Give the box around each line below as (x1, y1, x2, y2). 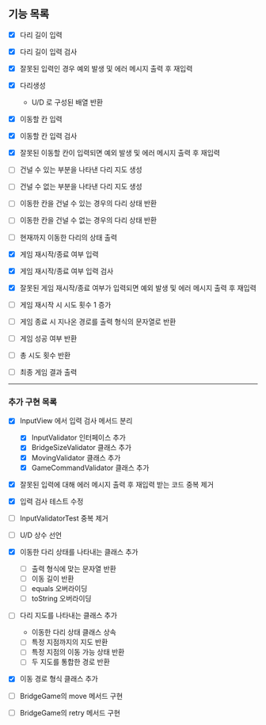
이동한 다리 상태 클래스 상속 (31, 628, 116, 637)
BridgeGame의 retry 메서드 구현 (19, 708, 121, 717)
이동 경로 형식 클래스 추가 (19, 674, 99, 684)
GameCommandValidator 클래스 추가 (31, 463, 150, 472)
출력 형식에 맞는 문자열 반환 (31, 563, 116, 573)
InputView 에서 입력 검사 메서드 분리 (19, 416, 133, 425)
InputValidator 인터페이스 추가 (31, 433, 127, 442)
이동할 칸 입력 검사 (19, 132, 78, 141)
